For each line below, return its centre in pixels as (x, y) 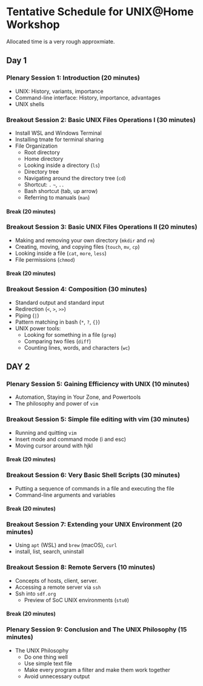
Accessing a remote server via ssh (58, 587)
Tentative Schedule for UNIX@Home (100, 12)
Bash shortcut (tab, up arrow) (61, 191)
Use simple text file (48, 663)
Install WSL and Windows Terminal (58, 133)
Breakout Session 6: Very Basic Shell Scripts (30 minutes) (93, 475)
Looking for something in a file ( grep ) (70, 335)
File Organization (36, 146)
